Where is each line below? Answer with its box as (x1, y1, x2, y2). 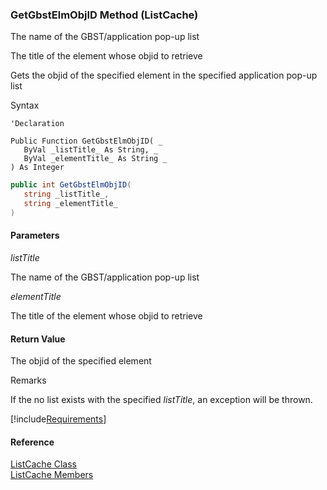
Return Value (10, 333, 66, 345)
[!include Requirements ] (10, 413, 107, 425)
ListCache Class (10, 458, 77, 470)
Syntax (10, 99, 40, 112)
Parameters (10, 229, 60, 242)
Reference (10, 436, 55, 448)
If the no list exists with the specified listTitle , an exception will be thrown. (10, 394, 313, 406)
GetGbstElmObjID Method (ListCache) (10, 8, 199, 22)
